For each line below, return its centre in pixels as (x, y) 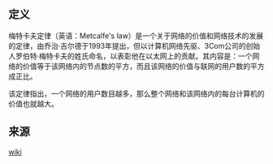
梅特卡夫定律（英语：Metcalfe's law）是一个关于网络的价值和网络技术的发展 (136, 36)
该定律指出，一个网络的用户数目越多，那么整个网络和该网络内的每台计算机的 (136, 93)
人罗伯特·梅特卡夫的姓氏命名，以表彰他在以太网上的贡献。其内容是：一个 (131, 56)
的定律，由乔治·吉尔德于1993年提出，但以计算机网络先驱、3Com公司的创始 (134, 45)
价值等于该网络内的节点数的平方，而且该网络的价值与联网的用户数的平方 (143, 66)
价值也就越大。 (33, 103)
